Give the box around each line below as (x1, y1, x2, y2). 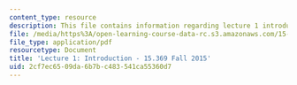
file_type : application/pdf (9, 37, 113, 47)
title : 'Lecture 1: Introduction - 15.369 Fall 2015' (9, 54, 212, 63)
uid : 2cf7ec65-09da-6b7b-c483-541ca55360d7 (9, 63, 172, 72)
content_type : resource (9, 12, 97, 22)
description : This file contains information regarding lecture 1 (9, 21, 259, 30)
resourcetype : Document (9, 46, 97, 55)
